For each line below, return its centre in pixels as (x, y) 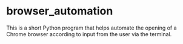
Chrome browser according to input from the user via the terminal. (89, 34)
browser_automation (60, 11)
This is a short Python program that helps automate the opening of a (91, 28)
